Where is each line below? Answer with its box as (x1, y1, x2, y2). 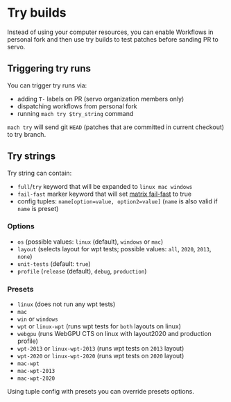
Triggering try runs (7, 62, 92, 74)
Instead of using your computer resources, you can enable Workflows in (7, 28, 214, 36)
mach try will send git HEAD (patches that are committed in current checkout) (7, 123, 224, 131)
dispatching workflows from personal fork (17, 102, 137, 110)
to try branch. (7, 130, 46, 138)
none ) (17, 252, 33, 260)
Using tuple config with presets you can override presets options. (7, 387, 194, 396)
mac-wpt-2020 (17, 375, 55, 383)
